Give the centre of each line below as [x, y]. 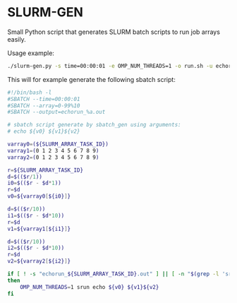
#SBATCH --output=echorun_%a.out [56, 112]
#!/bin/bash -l [30, 93]
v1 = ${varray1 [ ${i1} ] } [39, 229]
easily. [17, 39]
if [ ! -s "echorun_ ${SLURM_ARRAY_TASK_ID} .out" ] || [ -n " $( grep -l [113, 274]
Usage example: [31, 53]
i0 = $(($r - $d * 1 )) [34, 183]
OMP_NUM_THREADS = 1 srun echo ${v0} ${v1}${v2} [90, 287]
